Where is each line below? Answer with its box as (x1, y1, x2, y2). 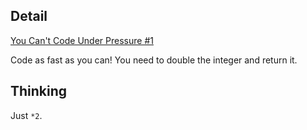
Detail (10, 8, 48, 25)
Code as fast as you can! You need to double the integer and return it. (10, 54, 298, 66)
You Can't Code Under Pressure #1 (10, 34, 154, 46)
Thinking (10, 83, 68, 100)
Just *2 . (10, 109, 43, 121)
